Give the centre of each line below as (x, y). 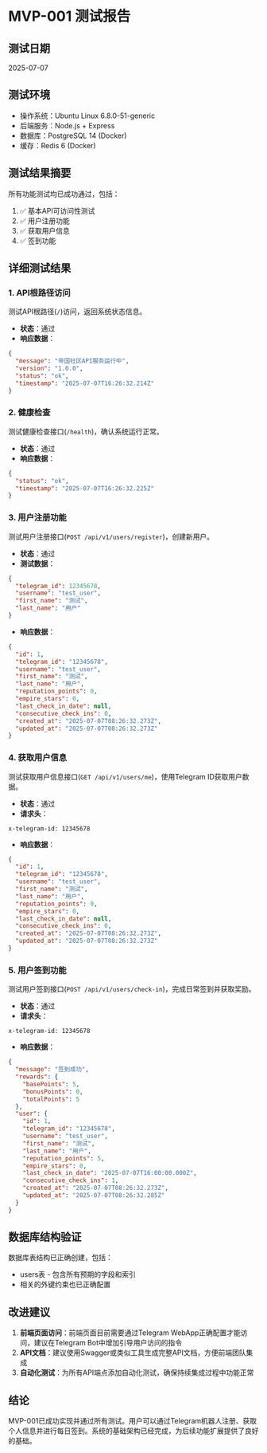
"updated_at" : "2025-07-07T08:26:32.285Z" (94, 1196)
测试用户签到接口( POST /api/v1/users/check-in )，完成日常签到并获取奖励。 (132, 989)
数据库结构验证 (45, 1237)
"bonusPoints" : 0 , (53, 1092)
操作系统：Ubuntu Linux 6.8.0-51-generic (87, 116)
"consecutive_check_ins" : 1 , (71, 1180)
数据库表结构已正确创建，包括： (60, 1258)
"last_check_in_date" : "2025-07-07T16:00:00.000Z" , (110, 1173)
